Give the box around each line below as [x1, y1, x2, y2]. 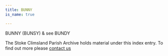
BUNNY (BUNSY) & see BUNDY [5, 30, 70, 36]
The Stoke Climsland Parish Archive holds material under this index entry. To [5, 39, 163, 45]
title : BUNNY [5, 7, 33, 12]
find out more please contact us [5, 45, 71, 51]
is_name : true [5, 12, 35, 17]
